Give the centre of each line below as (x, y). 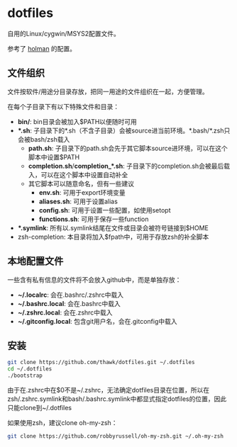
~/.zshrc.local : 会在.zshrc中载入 (65, 312)
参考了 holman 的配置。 (42, 48)
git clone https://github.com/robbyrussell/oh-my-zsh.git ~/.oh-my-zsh (115, 436)
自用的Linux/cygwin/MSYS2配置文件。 (64, 33)
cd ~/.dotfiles (30, 369)
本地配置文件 (35, 261)
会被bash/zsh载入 (44, 139)
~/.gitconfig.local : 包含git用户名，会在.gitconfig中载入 (97, 321)
